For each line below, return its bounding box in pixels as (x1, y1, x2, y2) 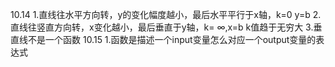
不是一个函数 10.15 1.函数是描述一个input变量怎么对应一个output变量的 (27, 34, 317, 45)
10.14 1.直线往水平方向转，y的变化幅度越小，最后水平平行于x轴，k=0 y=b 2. (10, 9, 322, 20)
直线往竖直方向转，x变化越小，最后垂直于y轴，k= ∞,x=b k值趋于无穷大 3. (10, 21, 314, 33)
